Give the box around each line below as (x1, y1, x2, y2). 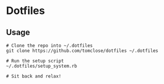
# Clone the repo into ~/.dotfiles (6, 43, 93, 48)
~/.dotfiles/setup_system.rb (6, 63, 77, 69)
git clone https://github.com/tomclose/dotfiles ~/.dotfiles (6, 48, 159, 54)
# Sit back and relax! (6, 73, 61, 79)
